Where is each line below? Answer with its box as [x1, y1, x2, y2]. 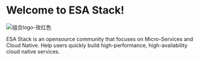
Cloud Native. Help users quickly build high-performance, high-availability [6, 42, 188, 49]
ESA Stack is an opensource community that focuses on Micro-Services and [6, 35, 194, 42]
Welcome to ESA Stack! [6, 4, 125, 17]
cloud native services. [6, 48, 61, 55]
